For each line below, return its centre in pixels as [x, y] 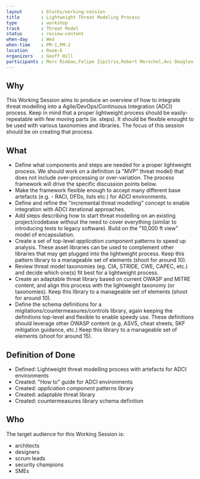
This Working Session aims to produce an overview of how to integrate [93, 100]
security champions [39, 464]
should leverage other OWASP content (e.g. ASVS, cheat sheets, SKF [100, 323]
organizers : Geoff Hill [40, 56]
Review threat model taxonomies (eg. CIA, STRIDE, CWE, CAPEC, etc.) [101, 267]
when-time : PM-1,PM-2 [38, 45]
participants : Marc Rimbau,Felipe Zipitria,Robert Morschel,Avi [89, 61]
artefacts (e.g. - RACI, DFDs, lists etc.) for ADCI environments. [91, 197]
